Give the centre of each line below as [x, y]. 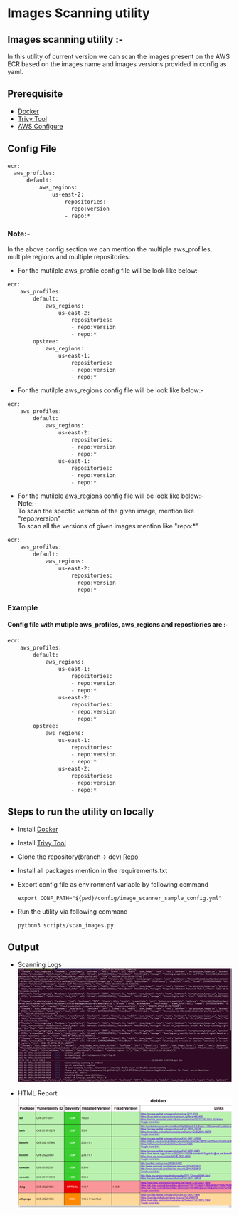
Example [23, 607]
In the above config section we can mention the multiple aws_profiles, [110, 249]
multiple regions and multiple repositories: [69, 256]
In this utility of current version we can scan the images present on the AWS [118, 56]
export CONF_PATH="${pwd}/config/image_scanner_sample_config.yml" [119, 898]
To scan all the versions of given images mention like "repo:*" [108, 526]
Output [23, 948]
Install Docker [38, 829]
